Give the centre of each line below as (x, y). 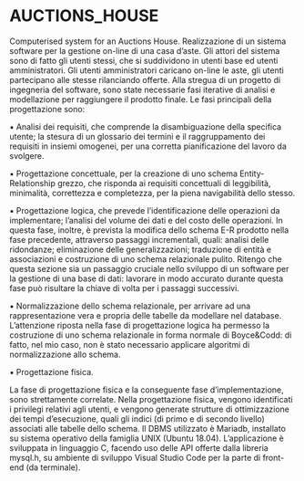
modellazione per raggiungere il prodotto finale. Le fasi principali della (141, 99)
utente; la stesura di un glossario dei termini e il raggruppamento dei (137, 136)
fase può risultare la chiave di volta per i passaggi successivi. (124, 288)
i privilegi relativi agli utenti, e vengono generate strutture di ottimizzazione (149, 409)
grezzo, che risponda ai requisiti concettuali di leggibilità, (164, 183)
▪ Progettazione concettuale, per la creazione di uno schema (124, 173)
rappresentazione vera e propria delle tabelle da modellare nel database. (146, 315)
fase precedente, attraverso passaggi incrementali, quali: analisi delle (139, 239)
